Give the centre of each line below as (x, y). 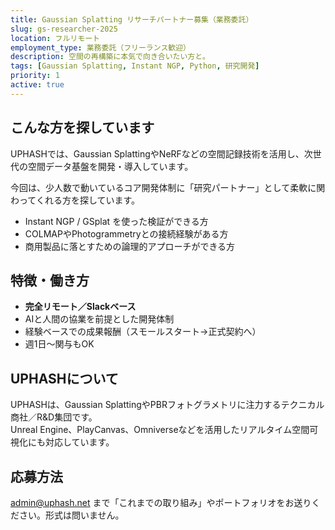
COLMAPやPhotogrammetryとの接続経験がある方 (126, 233)
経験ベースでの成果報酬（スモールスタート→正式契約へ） (143, 332)
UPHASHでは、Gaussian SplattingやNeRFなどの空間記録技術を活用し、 (157, 153)
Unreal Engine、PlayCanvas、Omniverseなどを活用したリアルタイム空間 (160, 430)
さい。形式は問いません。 (71, 515)
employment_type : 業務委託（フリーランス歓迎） (100, 47)
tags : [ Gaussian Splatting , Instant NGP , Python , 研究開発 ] (135, 66)
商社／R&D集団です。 (54, 417)
